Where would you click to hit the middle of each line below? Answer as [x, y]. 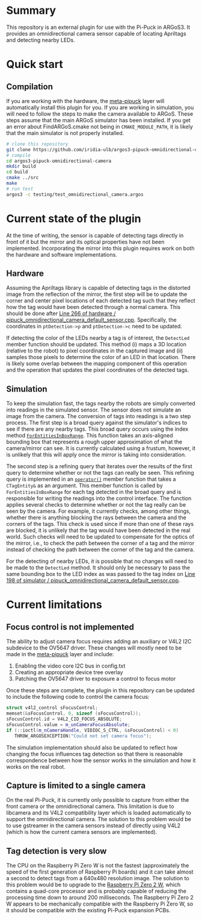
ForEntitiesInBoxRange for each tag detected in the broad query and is [94, 492]
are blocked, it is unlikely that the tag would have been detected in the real [98, 530]
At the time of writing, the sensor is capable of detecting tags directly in [95, 235]
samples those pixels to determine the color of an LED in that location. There [101, 357]
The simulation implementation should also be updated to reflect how [92, 747]
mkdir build [21, 166]
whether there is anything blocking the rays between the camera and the [96, 518]
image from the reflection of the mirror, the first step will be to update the [97, 294]
